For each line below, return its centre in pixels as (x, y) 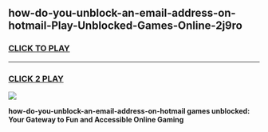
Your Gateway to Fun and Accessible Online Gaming (96, 119)
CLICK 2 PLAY (36, 78)
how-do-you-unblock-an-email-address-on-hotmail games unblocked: (129, 110)
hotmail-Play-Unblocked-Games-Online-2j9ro (126, 26)
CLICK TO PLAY (39, 49)
